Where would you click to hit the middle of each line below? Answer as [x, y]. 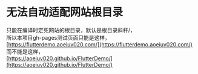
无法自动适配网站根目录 [65, 12]
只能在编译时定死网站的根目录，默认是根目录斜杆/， [71, 30]
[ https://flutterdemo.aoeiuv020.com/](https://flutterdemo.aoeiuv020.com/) [99, 44]
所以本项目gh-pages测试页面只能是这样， [58, 37]
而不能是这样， [25, 51]
